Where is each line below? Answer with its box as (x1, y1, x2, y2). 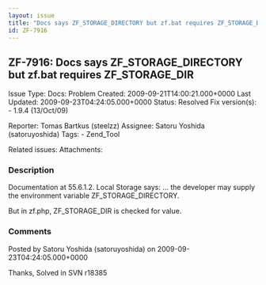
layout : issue (8, 11, 55, 20)
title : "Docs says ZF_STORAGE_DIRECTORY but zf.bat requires (8, 19, 215, 27)
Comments (8, 226, 51, 237)
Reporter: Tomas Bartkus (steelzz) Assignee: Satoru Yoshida (8, 121, 206, 131)
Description (8, 165, 55, 176)
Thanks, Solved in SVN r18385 (8, 268, 108, 277)
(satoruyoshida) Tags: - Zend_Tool (8, 130, 120, 139)
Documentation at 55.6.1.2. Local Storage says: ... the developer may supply (8, 183, 256, 192)
